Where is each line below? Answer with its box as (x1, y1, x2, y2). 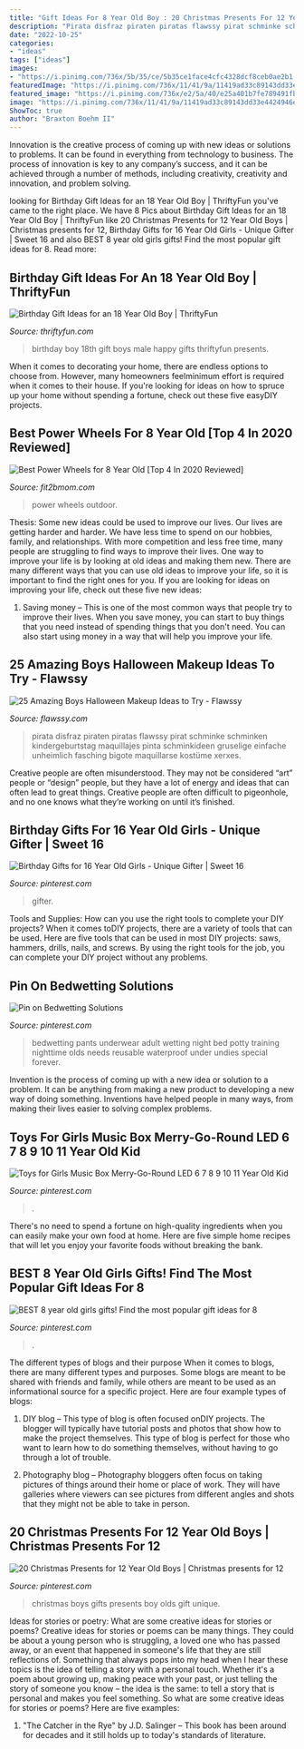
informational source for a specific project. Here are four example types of (9, 1385, 287, 1397)
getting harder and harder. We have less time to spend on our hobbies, (9, 526, 273, 537)
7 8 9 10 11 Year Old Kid (9, 1144, 141, 1159)
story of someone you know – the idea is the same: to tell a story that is (9, 1683, 275, 1694)
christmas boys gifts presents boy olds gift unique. (31, 1598, 221, 1608)
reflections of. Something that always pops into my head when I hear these (9, 1654, 289, 1665)
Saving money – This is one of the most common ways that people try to (22, 601, 292, 612)
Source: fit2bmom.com (9, 482, 95, 493)
